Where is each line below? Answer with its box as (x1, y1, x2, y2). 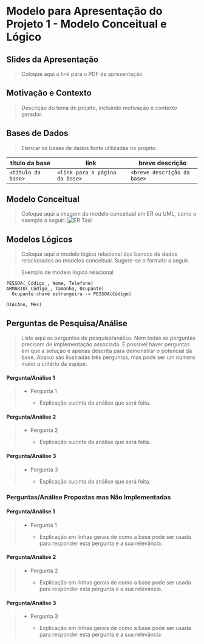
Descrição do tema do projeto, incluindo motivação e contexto (21, 104, 177, 111)
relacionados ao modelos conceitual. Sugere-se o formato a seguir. (21, 257, 190, 264)
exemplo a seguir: (21, 217, 66, 224)
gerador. (21, 111, 43, 118)
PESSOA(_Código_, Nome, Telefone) (6, 281, 94, 287)
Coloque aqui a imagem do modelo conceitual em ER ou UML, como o (21, 210, 197, 218)
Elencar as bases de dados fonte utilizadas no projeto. (21, 144, 157, 151)
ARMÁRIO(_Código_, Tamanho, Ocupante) (6, 286, 104, 292)
